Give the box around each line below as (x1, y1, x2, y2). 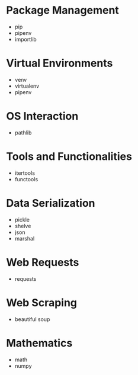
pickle (14, 216, 30, 223)
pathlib (14, 129, 32, 136)
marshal (14, 235, 35, 242)
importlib (14, 36, 37, 43)
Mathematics (6, 336, 73, 350)
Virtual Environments (6, 57, 113, 70)
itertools (14, 169, 36, 177)
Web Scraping (6, 296, 78, 309)
